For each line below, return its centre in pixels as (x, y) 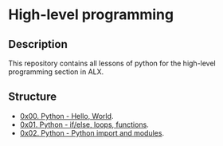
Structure (33, 97)
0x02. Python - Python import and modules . (92, 132)
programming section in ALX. (56, 72)
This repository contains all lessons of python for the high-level (112, 63)
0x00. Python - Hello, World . (67, 116)
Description (38, 44)
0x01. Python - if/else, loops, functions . (84, 124)
